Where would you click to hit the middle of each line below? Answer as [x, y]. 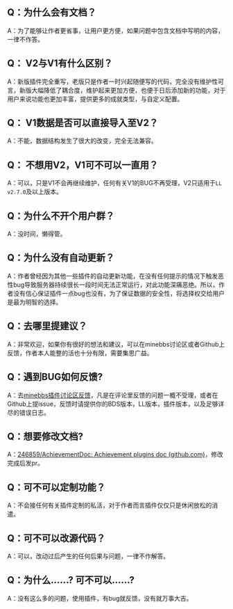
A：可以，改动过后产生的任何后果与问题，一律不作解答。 [88, 556]
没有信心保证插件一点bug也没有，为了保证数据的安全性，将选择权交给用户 [119, 293]
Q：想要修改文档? [45, 436]
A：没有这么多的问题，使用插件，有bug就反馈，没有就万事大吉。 [100, 598]
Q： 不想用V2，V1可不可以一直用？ [83, 165]
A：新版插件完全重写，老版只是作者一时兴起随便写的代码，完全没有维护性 [113, 81]
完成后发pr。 [25, 463]
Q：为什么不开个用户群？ [61, 215]
